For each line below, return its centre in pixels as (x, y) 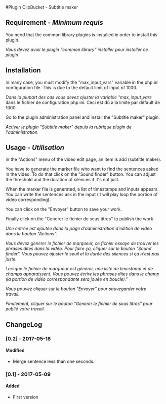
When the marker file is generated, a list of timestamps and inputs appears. (82, 189)
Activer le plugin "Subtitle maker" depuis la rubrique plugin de (69, 127)
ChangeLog (24, 325)
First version (25, 397)
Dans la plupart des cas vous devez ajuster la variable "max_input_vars (79, 97)
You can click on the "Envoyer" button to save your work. (64, 209)
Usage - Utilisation (35, 148)
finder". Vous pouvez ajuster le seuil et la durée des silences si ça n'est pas (83, 254)
